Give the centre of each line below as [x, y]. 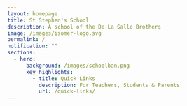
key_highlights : [49, 72]
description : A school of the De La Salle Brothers [84, 26]
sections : [22, 53]
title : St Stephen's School [48, 20]
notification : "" [33, 46]
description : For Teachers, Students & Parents [109, 85]
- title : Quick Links [64, 78]
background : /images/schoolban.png [78, 66]
